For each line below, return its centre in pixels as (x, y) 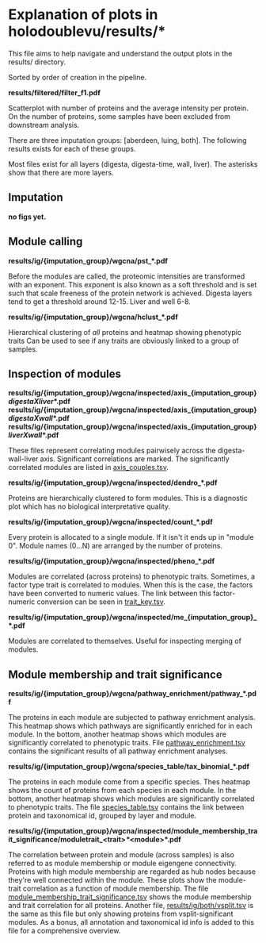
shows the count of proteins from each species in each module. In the (122, 791)
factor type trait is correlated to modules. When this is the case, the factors (131, 585)
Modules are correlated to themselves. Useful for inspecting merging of (125, 641)
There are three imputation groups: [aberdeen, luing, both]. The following (127, 140)
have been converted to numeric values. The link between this (110, 594)
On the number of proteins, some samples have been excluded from (120, 116)
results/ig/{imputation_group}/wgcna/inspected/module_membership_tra (133, 831)
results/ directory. (37, 62)
